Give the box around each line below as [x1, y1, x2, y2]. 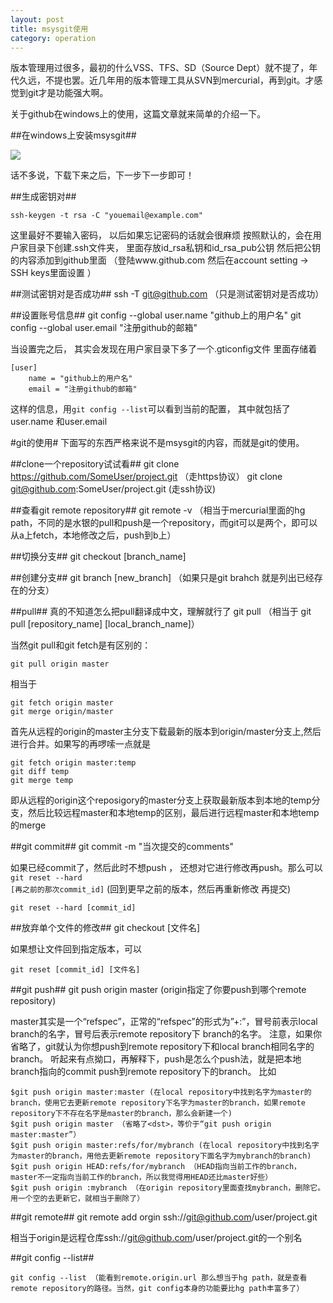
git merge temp [10, 776, 74, 786]
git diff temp [10, 767, 70, 777]
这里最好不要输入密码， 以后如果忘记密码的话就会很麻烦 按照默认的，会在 [10, 229, 313, 241]
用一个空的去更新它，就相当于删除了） [10, 1194, 145, 1204]
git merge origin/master [10, 707, 114, 717]
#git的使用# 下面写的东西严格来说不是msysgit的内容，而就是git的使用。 [10, 437, 305, 449]
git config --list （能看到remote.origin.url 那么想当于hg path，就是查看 [10, 1273, 308, 1283]
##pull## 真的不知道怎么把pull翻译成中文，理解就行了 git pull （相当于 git [10, 606, 312, 618]
